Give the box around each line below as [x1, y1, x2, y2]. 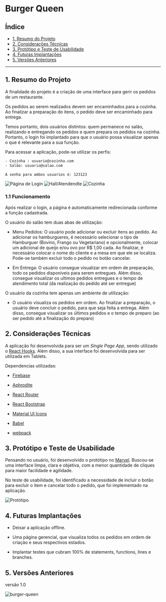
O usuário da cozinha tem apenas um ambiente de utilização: [5, 290, 129, 296]
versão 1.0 [5, 581, 26, 588]
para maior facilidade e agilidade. [5, 468, 73, 474]
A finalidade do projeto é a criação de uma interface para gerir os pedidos [5, 88, 156, 94]
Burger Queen [5, 3, 64, 14]
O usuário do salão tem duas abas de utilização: [5, 219, 103, 225]
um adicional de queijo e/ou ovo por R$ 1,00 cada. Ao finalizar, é [12, 244, 144, 250]
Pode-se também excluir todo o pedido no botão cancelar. [12, 255, 131, 261]
